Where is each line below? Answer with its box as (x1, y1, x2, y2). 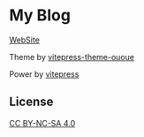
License (9, 95, 54, 110)
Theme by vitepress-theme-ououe (9, 51, 135, 62)
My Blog (9, 5, 71, 26)
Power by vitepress (9, 68, 80, 80)
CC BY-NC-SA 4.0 (9, 118, 76, 128)
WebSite (9, 34, 40, 45)
